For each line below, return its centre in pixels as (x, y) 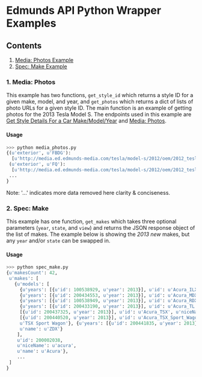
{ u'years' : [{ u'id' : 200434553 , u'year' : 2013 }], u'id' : (92, 295)
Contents (24, 46)
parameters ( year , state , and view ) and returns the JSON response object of (101, 227)
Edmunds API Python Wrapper (84, 11)
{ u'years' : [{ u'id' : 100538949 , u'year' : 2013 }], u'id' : (92, 301)
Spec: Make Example (41, 66)
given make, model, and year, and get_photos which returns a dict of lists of (100, 102)
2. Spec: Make (28, 208)
